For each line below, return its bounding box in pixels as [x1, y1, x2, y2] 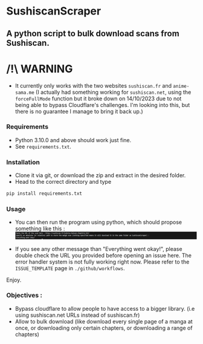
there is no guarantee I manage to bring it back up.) [14, 108, 143, 115]
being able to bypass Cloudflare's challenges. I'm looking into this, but [14, 101, 190, 108]
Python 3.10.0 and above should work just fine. [14, 136, 132, 143]
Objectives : [6, 291, 42, 300]
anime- [173, 83, 190, 89]
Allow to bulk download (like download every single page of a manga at [14, 317, 193, 325]
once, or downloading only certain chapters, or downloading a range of [14, 324, 193, 331]
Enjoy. [6, 276, 22, 284]
